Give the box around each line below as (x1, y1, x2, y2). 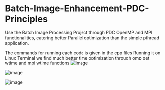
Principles (5, 13, 48, 25)
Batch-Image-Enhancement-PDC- (5, 3, 149, 14)
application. (5, 40, 29, 46)
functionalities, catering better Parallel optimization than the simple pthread (5, 35, 159, 41)
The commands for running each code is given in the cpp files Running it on (5, 50, 161, 56)
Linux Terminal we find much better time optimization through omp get (5, 55, 150, 60)
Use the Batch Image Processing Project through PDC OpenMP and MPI (5, 30, 153, 35)
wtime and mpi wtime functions (5, 60, 70, 66)
